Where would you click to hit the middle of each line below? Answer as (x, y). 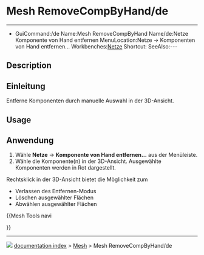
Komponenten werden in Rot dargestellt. (66, 168)
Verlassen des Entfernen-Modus (56, 191)
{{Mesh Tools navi (29, 216)
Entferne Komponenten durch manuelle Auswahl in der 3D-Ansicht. (90, 101)
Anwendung (30, 140)
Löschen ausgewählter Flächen (54, 197)
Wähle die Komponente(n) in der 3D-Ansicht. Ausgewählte (88, 161)
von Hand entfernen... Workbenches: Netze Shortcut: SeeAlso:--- (96, 46)
